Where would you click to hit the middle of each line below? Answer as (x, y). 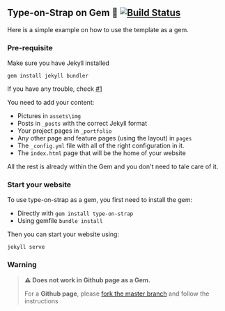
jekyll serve (26, 247)
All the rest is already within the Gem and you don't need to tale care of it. (113, 167)
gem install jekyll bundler (48, 76)
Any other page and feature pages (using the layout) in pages (104, 138)
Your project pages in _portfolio (65, 131)
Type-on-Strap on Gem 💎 (63, 13)
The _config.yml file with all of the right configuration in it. (101, 146)
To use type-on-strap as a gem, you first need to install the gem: (100, 200)
